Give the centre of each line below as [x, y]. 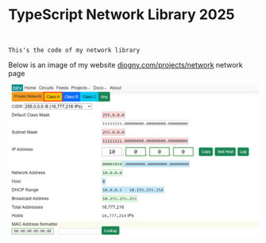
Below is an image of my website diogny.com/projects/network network [126, 64]
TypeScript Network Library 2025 [121, 15]
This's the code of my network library [74, 50]
